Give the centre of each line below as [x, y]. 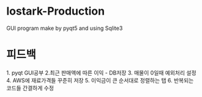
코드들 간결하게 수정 [30, 88]
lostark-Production [56, 11]
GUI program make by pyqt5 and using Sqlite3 [65, 28]
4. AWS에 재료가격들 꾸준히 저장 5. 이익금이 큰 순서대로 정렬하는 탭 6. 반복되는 [100, 80]
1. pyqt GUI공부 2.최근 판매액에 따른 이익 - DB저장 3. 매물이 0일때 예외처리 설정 [102, 73]
